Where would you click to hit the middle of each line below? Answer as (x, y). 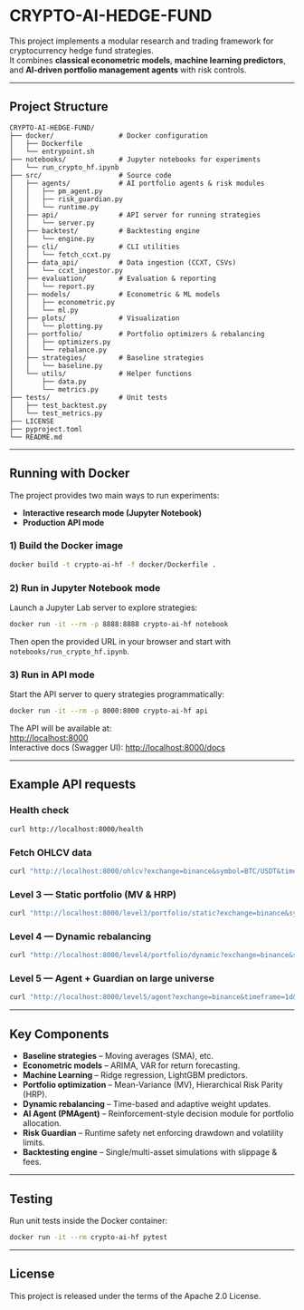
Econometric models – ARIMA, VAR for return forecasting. (131, 1065)
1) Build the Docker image (66, 546)
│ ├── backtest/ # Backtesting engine (105, 231)
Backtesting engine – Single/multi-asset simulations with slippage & (150, 1152)
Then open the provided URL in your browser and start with (120, 641)
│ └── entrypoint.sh (52, 151)
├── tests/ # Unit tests (89, 397)
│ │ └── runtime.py (54, 207)
